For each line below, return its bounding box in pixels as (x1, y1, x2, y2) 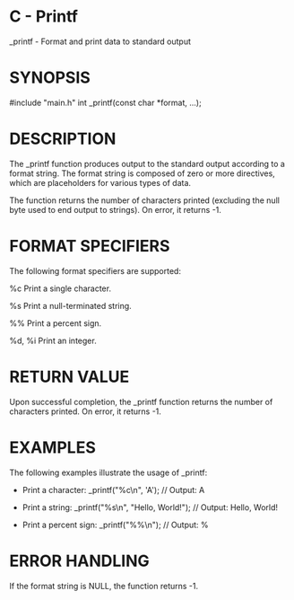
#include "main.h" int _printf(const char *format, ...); (9, 97, 202, 108)
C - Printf (9, 6, 79, 27)
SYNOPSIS (9, 67, 91, 88)
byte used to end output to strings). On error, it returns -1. (9, 204, 222, 215)
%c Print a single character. (9, 283, 112, 294)
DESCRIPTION (9, 128, 117, 149)
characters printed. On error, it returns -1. (9, 406, 161, 417)
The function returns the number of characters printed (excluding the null (9, 195, 281, 206)
